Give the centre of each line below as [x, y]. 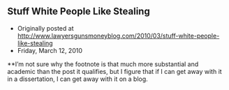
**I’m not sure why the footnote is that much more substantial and [103, 64]
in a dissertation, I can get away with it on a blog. [77, 79]
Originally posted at [45, 28]
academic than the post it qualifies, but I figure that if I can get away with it [114, 71]
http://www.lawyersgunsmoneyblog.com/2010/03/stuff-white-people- [118, 36]
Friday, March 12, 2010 [50, 50]
